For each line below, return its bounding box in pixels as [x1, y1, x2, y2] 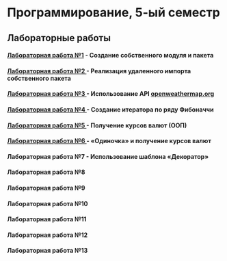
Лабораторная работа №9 [7, 184, 85, 192]
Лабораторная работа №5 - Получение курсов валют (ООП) [7, 121, 187, 129]
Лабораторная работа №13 [7, 247, 88, 255]
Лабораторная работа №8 [7, 168, 85, 176]
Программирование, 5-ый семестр [7, 5, 220, 21]
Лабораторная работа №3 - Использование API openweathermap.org [7, 90, 215, 98]
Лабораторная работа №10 [7, 199, 88, 208]
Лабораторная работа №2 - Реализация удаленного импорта [7, 66, 191, 75]
